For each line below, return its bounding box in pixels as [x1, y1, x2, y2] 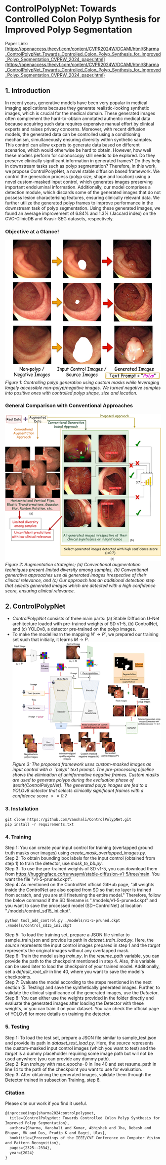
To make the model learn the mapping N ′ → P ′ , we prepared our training [12, 631, 159, 637]
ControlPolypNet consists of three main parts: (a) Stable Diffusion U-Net [12, 615, 160, 621]
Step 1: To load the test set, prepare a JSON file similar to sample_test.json [5, 1035, 157, 1040]
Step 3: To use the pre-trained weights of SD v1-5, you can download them [5, 866, 158, 872]
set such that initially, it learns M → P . [12, 636, 89, 643]
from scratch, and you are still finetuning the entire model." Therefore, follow [5, 892, 161, 898]
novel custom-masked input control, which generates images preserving [5, 179, 153, 185]
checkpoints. [5, 974, 32, 980]
